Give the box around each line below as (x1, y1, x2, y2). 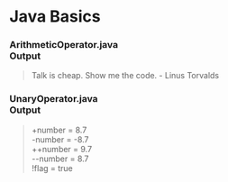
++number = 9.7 (31, 143, 93, 154)
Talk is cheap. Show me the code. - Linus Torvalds (31, 70, 219, 81)
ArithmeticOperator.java (9, 39, 119, 51)
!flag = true (31, 162, 74, 173)
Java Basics (9, 6, 101, 27)
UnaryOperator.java (9, 93, 98, 105)
